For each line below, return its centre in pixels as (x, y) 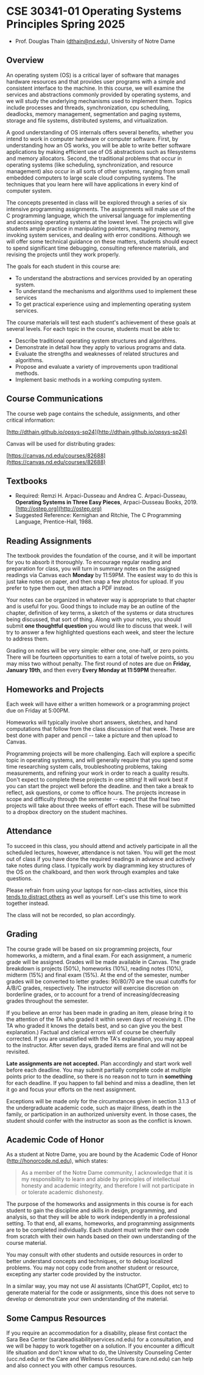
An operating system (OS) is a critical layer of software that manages (93, 75)
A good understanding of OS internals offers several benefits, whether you (100, 132)
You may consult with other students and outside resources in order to (95, 1255)
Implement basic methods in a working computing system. (89, 379)
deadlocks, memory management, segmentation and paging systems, (94, 114)
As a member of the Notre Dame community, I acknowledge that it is (107, 1173)
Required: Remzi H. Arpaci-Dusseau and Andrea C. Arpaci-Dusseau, (101, 496)
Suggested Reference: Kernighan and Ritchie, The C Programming (98, 515)
